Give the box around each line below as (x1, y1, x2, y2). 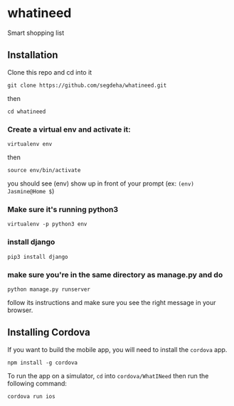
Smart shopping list (7, 28, 65, 37)
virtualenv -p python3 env (7, 220, 87, 228)
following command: (7, 379, 68, 388)
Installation (7, 49, 58, 61)
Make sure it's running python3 (7, 204, 119, 214)
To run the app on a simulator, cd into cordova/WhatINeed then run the (7, 371, 209, 380)
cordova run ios (7, 392, 55, 400)
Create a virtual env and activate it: (7, 124, 132, 134)
